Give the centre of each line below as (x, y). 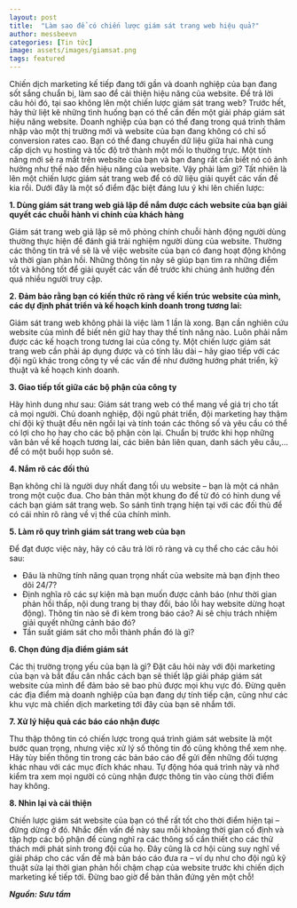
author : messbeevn (43, 34)
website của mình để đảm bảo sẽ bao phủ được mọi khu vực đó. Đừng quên (148, 685)
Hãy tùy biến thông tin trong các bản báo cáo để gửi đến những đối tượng (144, 757)
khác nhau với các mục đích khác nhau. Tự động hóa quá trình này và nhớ (144, 767)
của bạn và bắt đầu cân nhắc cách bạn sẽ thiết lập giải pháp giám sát (136, 676)
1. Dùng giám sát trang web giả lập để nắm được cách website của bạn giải (148, 205)
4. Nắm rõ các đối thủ (49, 469)
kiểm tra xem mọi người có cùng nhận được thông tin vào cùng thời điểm (142, 777)
